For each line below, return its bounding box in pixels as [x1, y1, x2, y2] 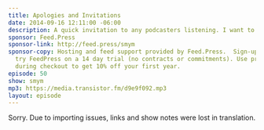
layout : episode [8, 92, 61, 99]
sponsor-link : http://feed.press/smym [8, 41, 135, 49]
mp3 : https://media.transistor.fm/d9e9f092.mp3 [8, 84, 167, 92]
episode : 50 [8, 70, 47, 78]
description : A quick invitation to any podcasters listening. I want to [8, 26, 255, 34]
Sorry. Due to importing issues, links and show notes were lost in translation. [8, 113, 256, 122]
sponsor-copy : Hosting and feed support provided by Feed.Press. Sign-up [8, 48, 258, 56]
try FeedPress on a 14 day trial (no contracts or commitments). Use [15, 56, 247, 63]
